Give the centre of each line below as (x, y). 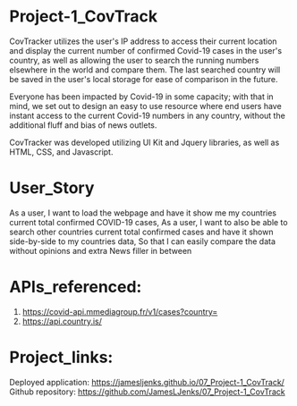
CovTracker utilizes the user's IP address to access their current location (143, 41)
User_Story (52, 188)
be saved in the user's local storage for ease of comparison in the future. (144, 79)
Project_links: (61, 357)
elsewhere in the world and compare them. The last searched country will (145, 70)
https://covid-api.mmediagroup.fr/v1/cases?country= (120, 311)
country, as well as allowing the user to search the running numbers (134, 60)
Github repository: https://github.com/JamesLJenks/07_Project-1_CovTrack (147, 392)
